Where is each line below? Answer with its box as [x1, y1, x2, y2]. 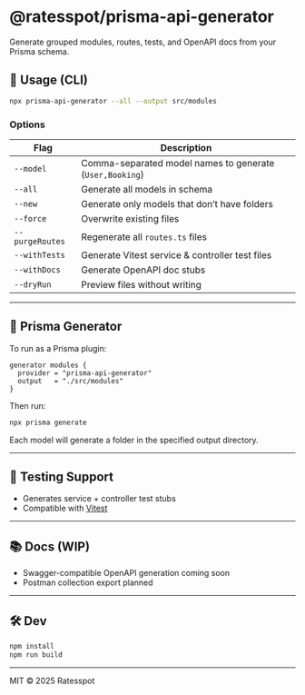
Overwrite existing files [81, 212, 180, 224]
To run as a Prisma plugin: [9, 343, 107, 353]
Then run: [9, 400, 46, 411]
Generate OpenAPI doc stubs [81, 263, 206, 276]
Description [160, 141, 212, 154]
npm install [9, 642, 54, 651]
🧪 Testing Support [9, 470, 113, 484]
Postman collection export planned [22, 577, 153, 588]
